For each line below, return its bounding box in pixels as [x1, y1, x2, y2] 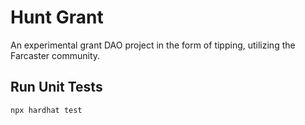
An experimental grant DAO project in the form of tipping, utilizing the [10, 39, 296, 51]
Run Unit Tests [10, 79, 103, 96]
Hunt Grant [10, 6, 104, 29]
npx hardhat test [10, 105, 83, 115]
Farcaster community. [10, 49, 101, 61]
